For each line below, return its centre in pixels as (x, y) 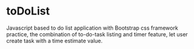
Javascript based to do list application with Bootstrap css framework (92, 28)
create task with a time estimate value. (54, 41)
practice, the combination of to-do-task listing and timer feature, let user (97, 34)
